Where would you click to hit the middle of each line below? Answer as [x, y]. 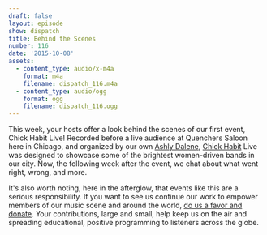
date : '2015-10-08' [41, 53]
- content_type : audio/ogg [61, 91]
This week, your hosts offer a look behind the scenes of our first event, [127, 130]
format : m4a [43, 76]
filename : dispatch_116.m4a [70, 83]
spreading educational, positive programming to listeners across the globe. [134, 223]
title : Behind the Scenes [52, 38]
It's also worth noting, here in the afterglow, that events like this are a [123, 188]
